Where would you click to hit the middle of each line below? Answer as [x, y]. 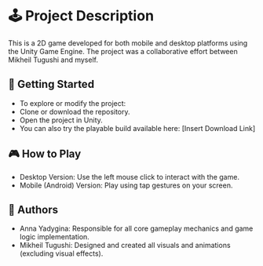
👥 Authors [33, 210]
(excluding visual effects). [61, 253]
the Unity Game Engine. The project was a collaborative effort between [123, 51]
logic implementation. [55, 237]
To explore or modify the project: [73, 103]
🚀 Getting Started [51, 84]
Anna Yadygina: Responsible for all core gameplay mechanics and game [136, 228]
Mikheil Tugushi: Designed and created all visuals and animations [125, 246]
